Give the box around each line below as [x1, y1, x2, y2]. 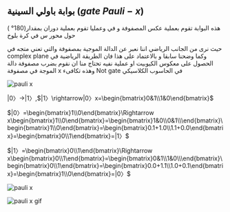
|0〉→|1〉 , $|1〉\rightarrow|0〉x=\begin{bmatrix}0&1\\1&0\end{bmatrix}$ [7, 94, 214, 102]
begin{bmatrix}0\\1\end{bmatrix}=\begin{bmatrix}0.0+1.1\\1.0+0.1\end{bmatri [7, 161, 224, 169]
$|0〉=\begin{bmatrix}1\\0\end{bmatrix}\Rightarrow [7, 108, 154, 116]
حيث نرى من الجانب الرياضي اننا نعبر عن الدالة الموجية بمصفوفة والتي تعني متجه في [7, 44, 222, 52]
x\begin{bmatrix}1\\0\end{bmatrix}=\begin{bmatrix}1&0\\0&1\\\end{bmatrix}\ [7, 116, 223, 125]
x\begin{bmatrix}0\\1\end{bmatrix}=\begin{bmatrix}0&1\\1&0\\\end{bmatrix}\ [7, 154, 222, 162]
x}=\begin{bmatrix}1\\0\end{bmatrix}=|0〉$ [7, 169, 131, 178]
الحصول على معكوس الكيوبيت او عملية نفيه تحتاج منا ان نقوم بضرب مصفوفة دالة [7, 59, 213, 67]
